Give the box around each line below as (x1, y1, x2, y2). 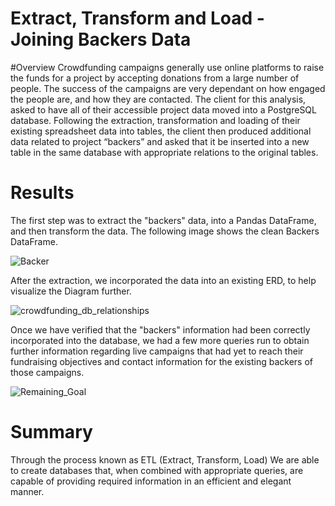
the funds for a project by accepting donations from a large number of (10, 72, 300, 84)
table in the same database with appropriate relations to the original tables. (10, 146, 319, 158)
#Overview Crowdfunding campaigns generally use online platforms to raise (10, 61, 325, 73)
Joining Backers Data (10, 28, 192, 51)
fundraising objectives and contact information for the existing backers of (10, 355, 313, 367)
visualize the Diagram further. (10, 285, 132, 297)
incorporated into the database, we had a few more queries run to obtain (10, 334, 310, 346)
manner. (10, 485, 45, 497)
